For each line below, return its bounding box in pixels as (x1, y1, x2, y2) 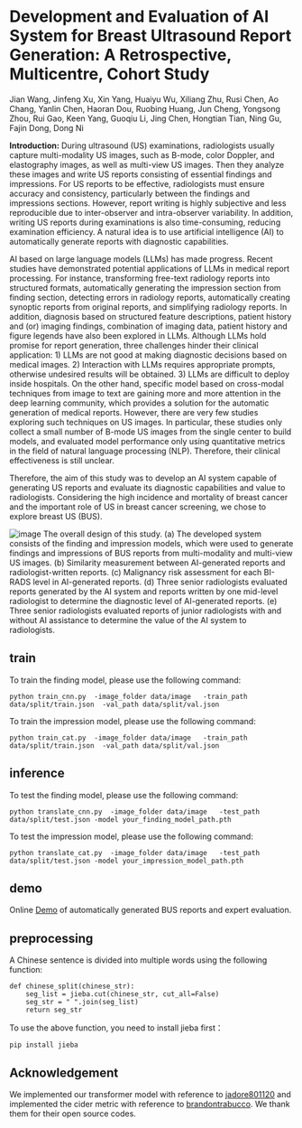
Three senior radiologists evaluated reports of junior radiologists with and (9, 605, 282, 616)
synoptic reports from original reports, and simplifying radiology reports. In (9, 301, 288, 312)
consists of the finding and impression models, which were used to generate (9, 537, 294, 548)
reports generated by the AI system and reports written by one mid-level (9, 585, 279, 597)
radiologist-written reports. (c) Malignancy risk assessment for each (9, 566, 262, 577)
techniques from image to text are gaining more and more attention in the (9, 387, 281, 398)
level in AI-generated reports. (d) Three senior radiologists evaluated (32, 576, 288, 587)
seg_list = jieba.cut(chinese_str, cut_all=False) (25, 990, 220, 999)
